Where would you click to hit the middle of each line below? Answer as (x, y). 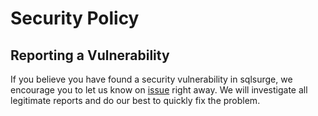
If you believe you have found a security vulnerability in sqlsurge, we (151, 79)
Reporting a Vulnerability (90, 55)
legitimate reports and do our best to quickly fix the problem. (135, 100)
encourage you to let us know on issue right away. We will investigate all (159, 90)
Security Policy (75, 18)
